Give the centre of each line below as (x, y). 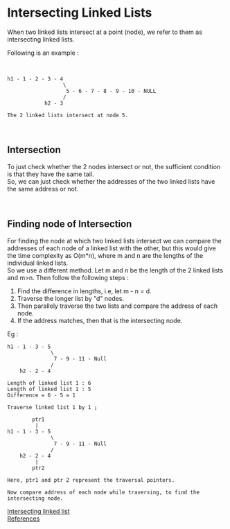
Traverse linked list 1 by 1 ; (52, 407)
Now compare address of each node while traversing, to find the (103, 492)
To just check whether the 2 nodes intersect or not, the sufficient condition (114, 166)
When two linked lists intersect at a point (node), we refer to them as (105, 32)
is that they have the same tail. (51, 174)
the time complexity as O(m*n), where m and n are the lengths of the (105, 255)
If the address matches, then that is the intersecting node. (100, 320)
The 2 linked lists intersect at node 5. (68, 115)
